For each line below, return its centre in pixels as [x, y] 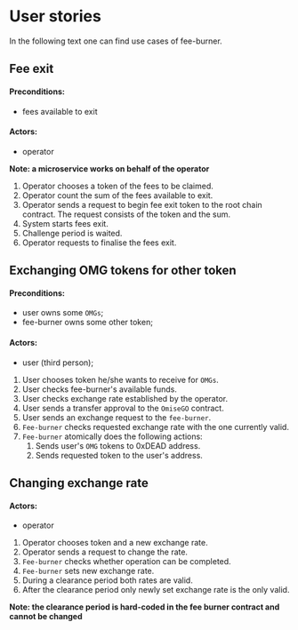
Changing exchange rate [79, 483]
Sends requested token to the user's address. [119, 455]
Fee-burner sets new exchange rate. [88, 571]
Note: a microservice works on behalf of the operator [109, 168]
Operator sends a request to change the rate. [105, 552]
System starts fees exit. [65, 223]
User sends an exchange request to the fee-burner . [117, 417]
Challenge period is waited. [72, 233]
